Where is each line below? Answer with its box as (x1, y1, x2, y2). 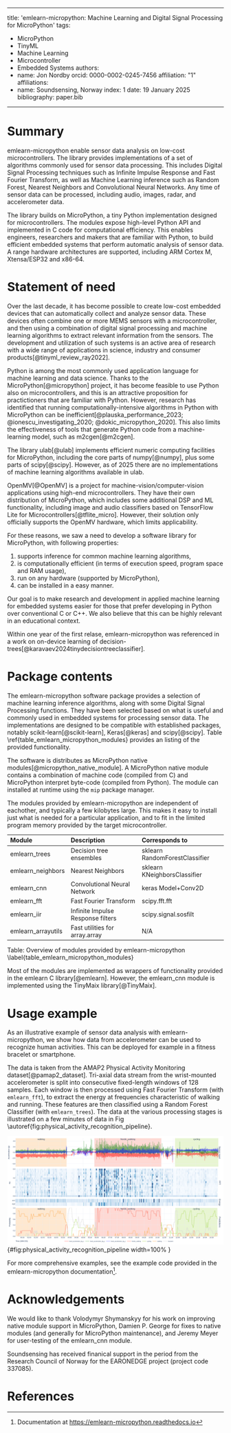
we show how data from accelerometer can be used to (45, 1036, 201, 1044)
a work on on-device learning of (7, 637, 98, 645)
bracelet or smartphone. (7, 1050, 76, 1059)
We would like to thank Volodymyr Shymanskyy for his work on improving (7, 1314, 215, 1323)
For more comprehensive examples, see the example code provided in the (7, 1259, 218, 1267)
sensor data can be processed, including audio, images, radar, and (7, 190, 197, 199)
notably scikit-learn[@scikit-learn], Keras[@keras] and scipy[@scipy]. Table (7, 728, 223, 736)
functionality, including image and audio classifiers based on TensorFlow (7, 503, 214, 511)
